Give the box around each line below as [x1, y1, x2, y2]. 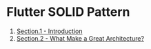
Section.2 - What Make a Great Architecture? [16, 34, 145, 42]
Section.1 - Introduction [16, 27, 83, 35]
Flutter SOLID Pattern [6, 4, 130, 20]
